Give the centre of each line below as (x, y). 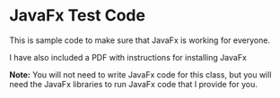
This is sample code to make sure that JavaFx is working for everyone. (140, 40)
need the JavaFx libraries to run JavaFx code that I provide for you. (134, 84)
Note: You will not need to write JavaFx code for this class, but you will (140, 74)
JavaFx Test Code (78, 16)
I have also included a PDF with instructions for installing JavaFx (128, 57)
